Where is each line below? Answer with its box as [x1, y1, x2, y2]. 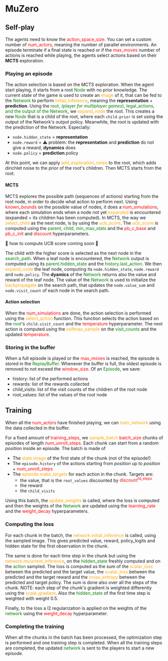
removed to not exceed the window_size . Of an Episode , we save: [5, 366, 141, 372]
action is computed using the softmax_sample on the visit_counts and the [5, 326, 157, 332]
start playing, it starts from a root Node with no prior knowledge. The [5, 87, 147, 93]
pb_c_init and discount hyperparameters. [5, 231, 90, 237]
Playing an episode [5, 70, 53, 77]
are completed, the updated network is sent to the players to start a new [5, 645, 154, 651]
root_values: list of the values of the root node [12, 392, 107, 397]
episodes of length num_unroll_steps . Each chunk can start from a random [5, 440, 159, 446]
